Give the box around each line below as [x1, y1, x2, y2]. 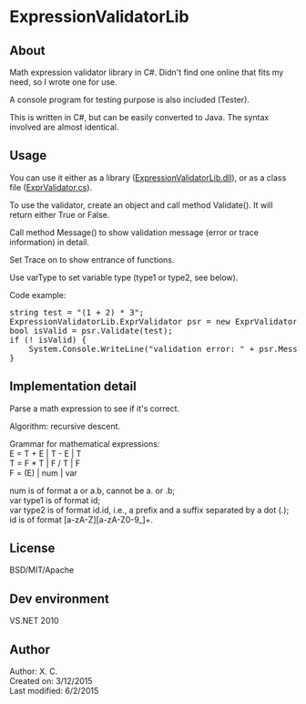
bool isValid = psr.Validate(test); [9, 326, 173, 336]
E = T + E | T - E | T [9, 448, 82, 459]
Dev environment [9, 591, 109, 606]
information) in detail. [9, 236, 89, 247]
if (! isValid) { [9, 335, 87, 345]
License [9, 541, 56, 556]
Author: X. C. [9, 666, 58, 677]
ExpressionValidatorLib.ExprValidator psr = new [9, 316, 230, 326]
